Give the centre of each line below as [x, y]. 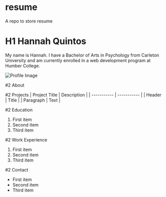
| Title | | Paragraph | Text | [33, 100]
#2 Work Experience [26, 139]
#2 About [15, 85]
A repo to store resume [29, 21]
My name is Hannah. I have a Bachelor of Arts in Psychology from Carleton [82, 55]
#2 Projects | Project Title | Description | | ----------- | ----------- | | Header [83, 94]
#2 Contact [17, 169]
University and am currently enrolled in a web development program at [78, 60]
